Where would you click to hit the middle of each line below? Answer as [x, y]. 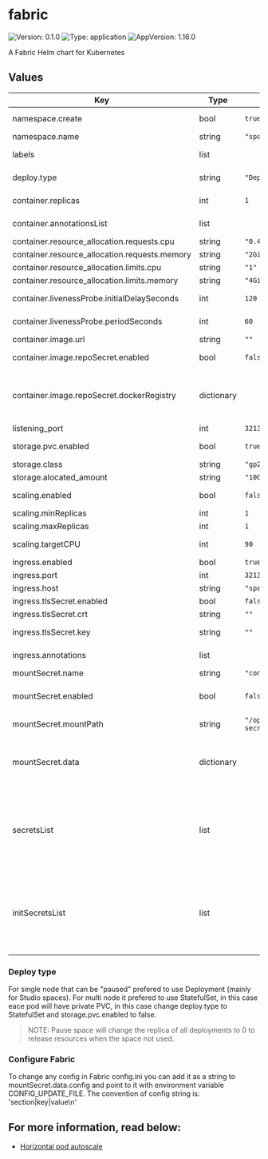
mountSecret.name [48, 673]
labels [24, 154]
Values [26, 78]
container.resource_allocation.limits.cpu [87, 267]
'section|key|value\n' [43, 1102]
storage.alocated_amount [60, 477]
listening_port [38, 428]
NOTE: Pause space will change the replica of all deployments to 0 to [141, 1030]
